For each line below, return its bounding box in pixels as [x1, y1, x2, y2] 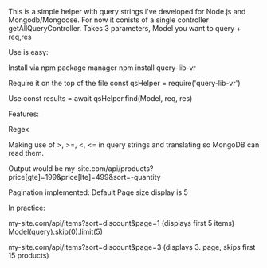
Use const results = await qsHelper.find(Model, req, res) [8, 94, 193, 103]
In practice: [8, 203, 45, 212]
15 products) [8, 251, 49, 260]
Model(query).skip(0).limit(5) [8, 227, 104, 236]
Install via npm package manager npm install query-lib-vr [8, 63, 197, 72]
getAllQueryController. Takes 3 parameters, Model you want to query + [8, 24, 241, 33]
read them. [8, 149, 45, 157]
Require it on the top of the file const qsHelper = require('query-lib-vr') [8, 79, 241, 87]
